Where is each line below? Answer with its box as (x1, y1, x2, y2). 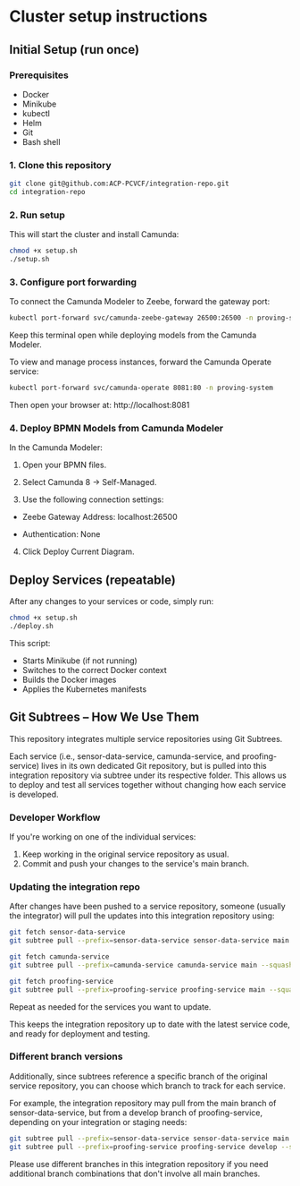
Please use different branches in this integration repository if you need (9, 1158, 269, 1169)
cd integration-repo (9, 188, 87, 197)
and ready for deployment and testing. (9, 1028, 151, 1039)
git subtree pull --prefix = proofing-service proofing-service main (9, 985, 266, 994)
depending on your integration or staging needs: (9, 1116, 187, 1127)
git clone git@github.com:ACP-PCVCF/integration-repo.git (9, 179, 229, 189)
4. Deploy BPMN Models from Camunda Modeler (9, 422, 224, 434)
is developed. (9, 789, 60, 799)
